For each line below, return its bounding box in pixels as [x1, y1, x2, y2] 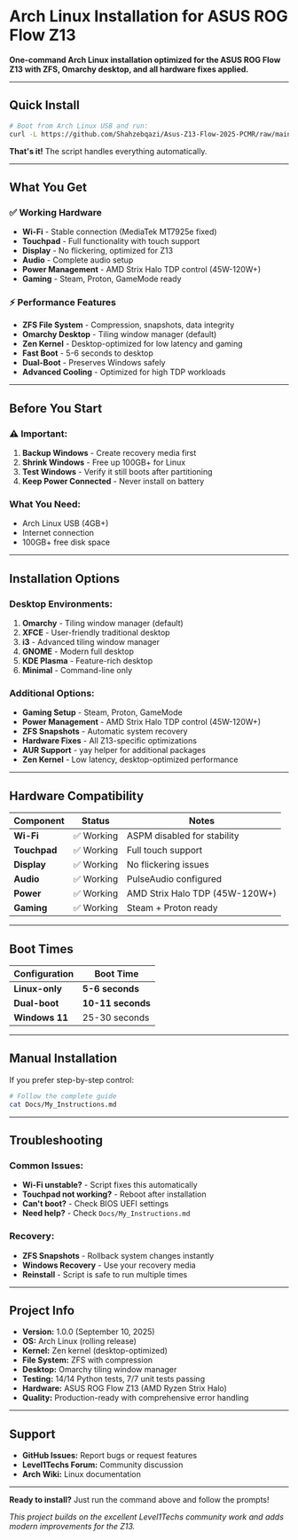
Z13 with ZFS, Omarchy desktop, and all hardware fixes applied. [9, 64, 249, 75]
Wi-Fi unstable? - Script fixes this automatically [21, 1180, 198, 1190]
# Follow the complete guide [9, 1091, 117, 1101]
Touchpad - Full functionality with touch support [21, 236, 200, 247]
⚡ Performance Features [9, 296, 117, 309]
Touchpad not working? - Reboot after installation [21, 1189, 207, 1199]
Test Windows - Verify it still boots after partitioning [21, 467, 213, 477]
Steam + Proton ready [127, 902, 218, 915]
